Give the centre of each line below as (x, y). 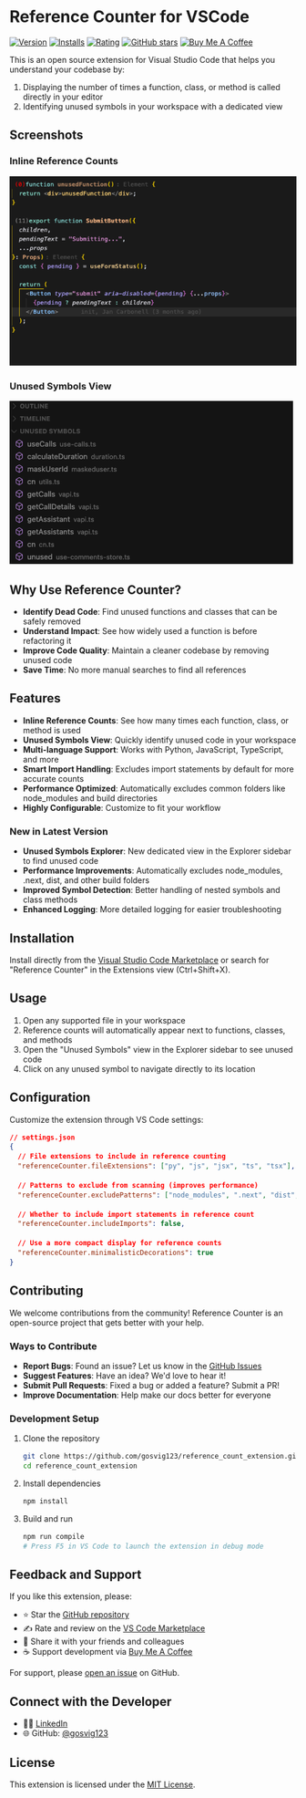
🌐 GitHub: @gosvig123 (66, 1733)
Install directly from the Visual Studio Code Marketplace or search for (139, 960)
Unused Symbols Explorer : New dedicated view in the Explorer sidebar (157, 851)
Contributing (46, 1291)
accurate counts (53, 778)
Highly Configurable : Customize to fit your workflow (122, 807)
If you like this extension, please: (71, 1596)
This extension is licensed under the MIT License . (102, 1784)
